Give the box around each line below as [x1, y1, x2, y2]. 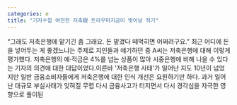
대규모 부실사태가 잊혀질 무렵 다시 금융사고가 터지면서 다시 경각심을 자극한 [14, 81, 219, 89]
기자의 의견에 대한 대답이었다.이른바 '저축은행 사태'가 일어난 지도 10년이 [14, 63, 212, 72]
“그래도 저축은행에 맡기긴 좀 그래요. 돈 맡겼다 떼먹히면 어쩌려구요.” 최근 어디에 [7, 37, 222, 46]
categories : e [7, 10, 50, 18]
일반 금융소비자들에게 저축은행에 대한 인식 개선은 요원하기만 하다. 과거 [20, 72, 214, 81]
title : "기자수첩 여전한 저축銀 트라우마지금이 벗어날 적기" [7, 17, 159, 24]
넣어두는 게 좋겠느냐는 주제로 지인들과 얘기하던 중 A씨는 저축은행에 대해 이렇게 [14, 46, 231, 54]
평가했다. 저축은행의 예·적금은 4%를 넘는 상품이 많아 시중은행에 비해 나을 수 [7, 54, 216, 63]
